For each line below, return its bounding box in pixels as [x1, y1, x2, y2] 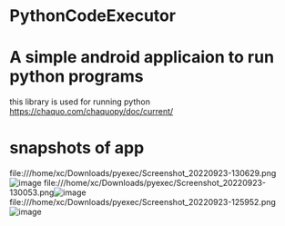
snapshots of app [9, 138, 145, 159]
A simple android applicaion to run [9, 47, 275, 68]
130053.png [9, 187, 55, 198]
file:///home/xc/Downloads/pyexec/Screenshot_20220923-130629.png [9, 168, 277, 179]
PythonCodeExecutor [9, 5, 176, 26]
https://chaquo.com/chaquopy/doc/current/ [9, 106, 174, 117]
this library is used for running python [9, 96, 150, 107]
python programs [9, 66, 144, 87]
